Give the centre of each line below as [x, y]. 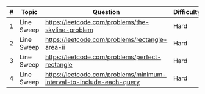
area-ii [55, 47]
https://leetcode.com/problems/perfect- [103, 57]
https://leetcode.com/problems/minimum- [106, 74]
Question [106, 12]
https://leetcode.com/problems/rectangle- [106, 40]
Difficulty [187, 12]
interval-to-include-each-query [92, 82]
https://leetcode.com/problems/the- [97, 22]
